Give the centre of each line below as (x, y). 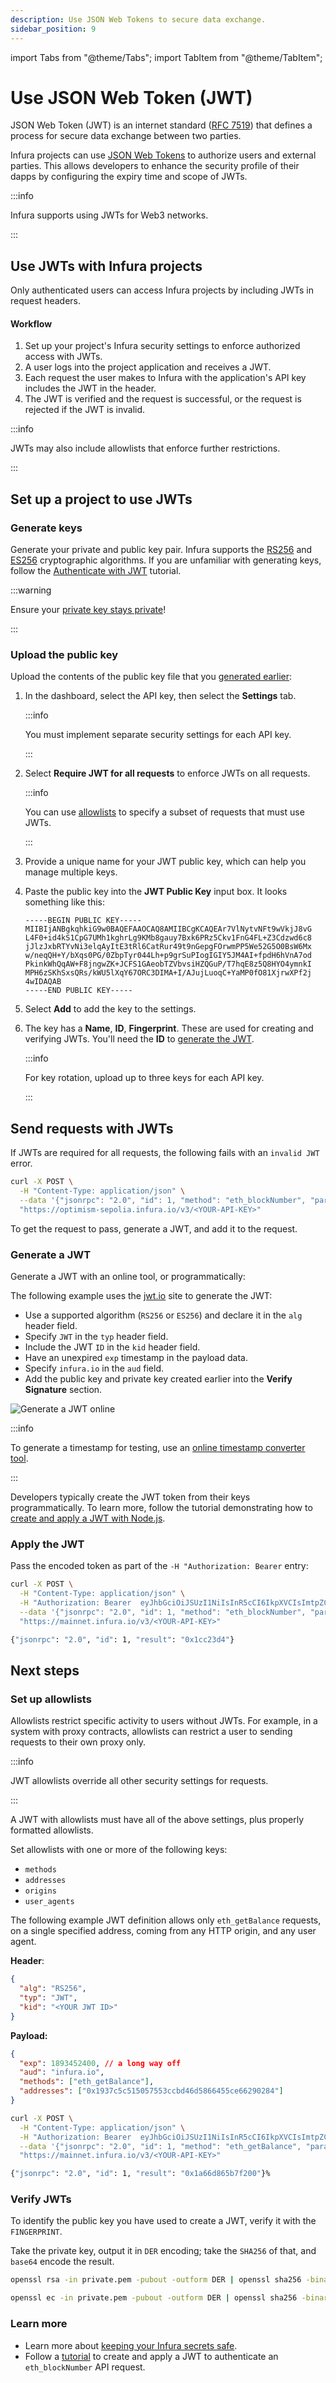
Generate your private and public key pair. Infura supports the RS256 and (161, 550)
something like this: (64, 902)
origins (40, 1891)
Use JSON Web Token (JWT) (131, 97)
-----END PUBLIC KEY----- (78, 991)
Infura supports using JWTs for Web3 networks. (109, 215)
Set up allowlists (51, 1699)
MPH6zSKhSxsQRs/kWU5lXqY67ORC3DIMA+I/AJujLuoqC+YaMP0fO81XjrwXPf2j (168, 973)
